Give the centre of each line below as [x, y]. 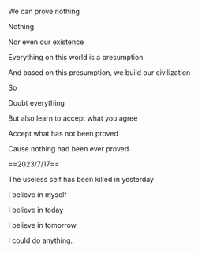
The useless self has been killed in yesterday [81, 179]
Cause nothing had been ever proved [69, 149]
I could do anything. [41, 240]
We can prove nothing [44, 11]
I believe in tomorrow [43, 225]
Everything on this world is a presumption [76, 57]
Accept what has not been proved [63, 134]
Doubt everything [37, 103]
